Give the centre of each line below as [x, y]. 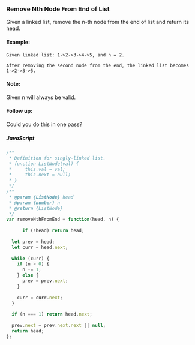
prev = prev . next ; [45, 281]
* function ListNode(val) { [44, 164]
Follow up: [19, 111]
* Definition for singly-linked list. [57, 158]
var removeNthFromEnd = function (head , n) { [63, 220]
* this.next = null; [40, 175]
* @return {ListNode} [36, 208]
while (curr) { [31, 259]
